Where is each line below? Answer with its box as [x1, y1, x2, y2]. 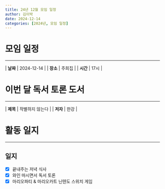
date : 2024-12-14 [5, 16, 41, 21]
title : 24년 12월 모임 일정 [5, 7, 56, 12]
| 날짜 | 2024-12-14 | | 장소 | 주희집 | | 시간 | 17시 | [5, 65, 103, 71]
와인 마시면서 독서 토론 [12, 172, 56, 178]
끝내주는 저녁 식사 [12, 166, 47, 172]
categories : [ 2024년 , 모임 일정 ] [5, 21, 69, 26]
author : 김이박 [5, 12, 33, 17]
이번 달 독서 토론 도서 [5, 84, 85, 96]
